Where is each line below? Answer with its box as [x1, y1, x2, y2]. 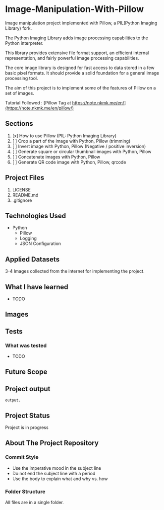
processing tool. [5, 75, 38, 81]
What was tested [5, 342, 47, 349]
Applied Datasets [5, 255, 60, 263]
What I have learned [5, 282, 68, 291]
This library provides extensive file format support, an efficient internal [5, 50, 149, 56]
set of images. [5, 90, 35, 96]
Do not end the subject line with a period [12, 470, 96, 476]
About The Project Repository [5, 439, 99, 447]
